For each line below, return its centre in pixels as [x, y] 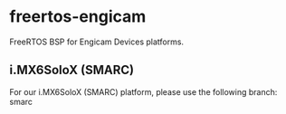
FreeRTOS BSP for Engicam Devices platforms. [96, 42]
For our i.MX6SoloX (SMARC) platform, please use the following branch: [143, 91]
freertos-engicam [78, 17]
